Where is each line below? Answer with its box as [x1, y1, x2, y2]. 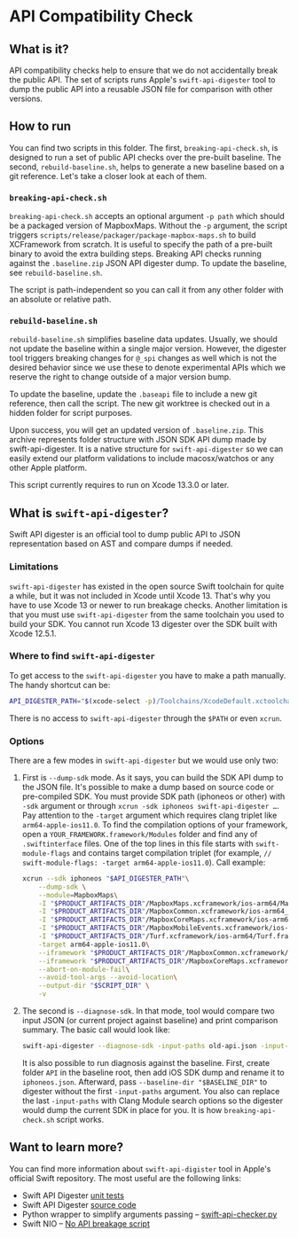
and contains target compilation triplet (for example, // [72, 847, 272, 858]
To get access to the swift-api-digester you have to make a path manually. [9, 670, 286, 680]
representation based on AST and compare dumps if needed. [9, 538, 233, 549]
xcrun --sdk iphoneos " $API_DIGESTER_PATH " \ [21, 874, 190, 883]
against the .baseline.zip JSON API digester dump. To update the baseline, [9, 258, 287, 269]
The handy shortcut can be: [9, 679, 111, 690]
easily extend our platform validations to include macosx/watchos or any [9, 453, 275, 464]
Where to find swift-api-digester [9, 650, 155, 662]
